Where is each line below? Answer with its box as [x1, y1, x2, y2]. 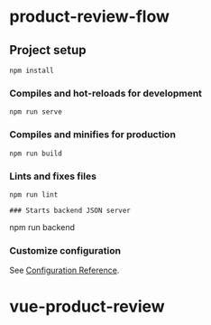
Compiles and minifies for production [9, 128, 176, 141]
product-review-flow [9, 6, 170, 27]
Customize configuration [9, 244, 122, 256]
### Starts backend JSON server [9, 206, 131, 215]
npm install [9, 66, 54, 75]
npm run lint [9, 190, 59, 200]
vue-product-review [9, 296, 165, 317]
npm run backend [9, 221, 75, 232]
